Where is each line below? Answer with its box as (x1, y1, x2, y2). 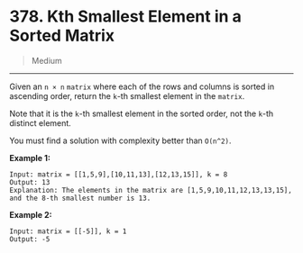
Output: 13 (9, 177, 50, 186)
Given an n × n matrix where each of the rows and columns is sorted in (9, 81, 275, 92)
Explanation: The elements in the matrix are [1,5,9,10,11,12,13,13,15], (9, 185, 293, 194)
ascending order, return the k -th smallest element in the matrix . (9, 90, 245, 101)
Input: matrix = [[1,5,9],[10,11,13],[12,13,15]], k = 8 (9, 169, 228, 179)
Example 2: (9, 209, 52, 220)
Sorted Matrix (9, 25, 115, 46)
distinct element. (9, 117, 72, 128)
